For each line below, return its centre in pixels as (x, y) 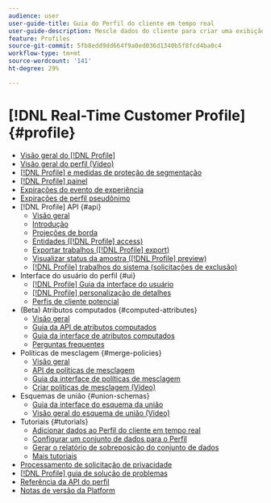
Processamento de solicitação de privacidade (96, 464)
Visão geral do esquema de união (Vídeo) (101, 412)
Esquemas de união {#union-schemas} (85, 395)
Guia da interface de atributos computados (103, 336)
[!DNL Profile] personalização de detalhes (102, 293)
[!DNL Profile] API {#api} (60, 206)
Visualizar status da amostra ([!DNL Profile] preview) (119, 258)
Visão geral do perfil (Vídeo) (67, 163)
